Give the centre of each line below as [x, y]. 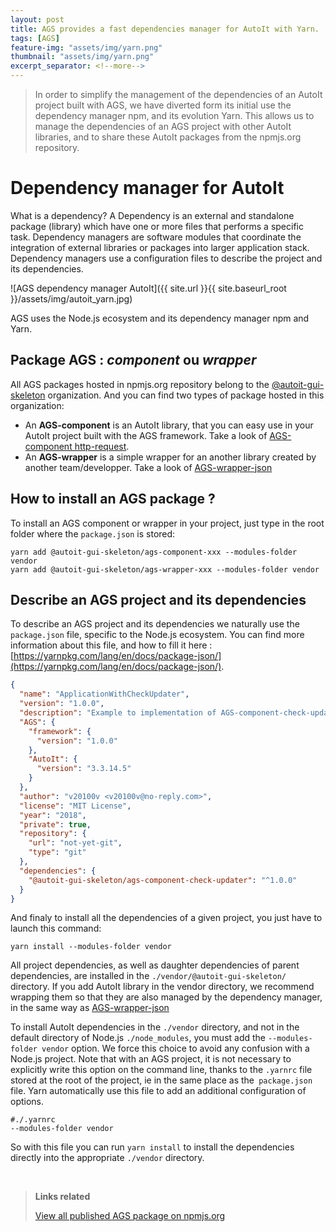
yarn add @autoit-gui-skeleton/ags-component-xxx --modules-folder [154, 552]
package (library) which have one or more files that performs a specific [157, 226]
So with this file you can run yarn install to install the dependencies [152, 1147]
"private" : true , [55, 824]
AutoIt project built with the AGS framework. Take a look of [146, 435]
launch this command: [56, 928]
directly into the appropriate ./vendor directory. [107, 1158]
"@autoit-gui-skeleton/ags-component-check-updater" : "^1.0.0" [163, 880]
